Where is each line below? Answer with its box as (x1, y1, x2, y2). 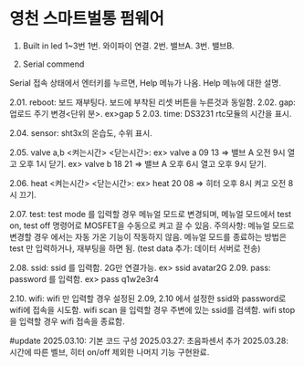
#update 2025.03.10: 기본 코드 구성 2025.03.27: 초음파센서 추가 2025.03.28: (9, 335, 289, 346)
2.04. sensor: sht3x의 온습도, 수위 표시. (9, 127, 152, 138)
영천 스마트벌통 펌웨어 (9, 8, 164, 29)
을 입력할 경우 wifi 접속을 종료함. (9, 316, 125, 327)
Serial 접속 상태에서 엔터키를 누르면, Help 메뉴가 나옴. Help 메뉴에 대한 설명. (9, 77, 281, 88)
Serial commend (22, 58, 85, 69)
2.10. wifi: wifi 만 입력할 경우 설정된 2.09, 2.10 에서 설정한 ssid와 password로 (9, 293, 287, 304)
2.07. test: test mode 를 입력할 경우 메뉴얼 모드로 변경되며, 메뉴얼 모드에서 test (9, 208, 292, 219)
